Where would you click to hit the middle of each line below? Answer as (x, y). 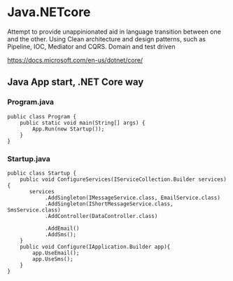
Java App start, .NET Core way (76, 82)
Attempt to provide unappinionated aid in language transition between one (114, 32)
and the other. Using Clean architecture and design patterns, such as (107, 39)
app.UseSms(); (53, 259)
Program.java (31, 102)
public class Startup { (42, 173)
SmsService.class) (34, 210)
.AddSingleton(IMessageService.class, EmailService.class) (132, 198)
